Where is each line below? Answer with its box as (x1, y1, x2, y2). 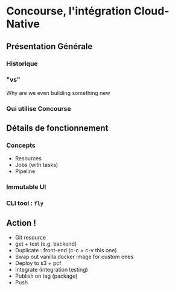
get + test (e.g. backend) (14, 240, 77, 247)
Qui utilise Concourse (6, 104, 71, 113)
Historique (6, 59, 38, 68)
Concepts (6, 141, 36, 149)
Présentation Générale (6, 41, 93, 51)
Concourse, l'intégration (6, 4, 132, 18)
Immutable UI (6, 183, 46, 191)
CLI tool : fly (6, 199, 44, 208)
